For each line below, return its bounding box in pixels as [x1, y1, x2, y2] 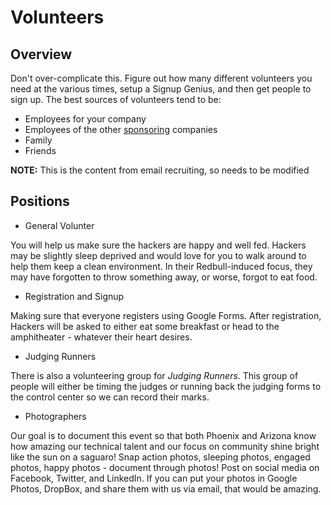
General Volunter [24, 219, 95, 231]
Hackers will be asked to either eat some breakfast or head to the [10, 320, 280, 332]
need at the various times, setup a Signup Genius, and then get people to [10, 83, 312, 95]
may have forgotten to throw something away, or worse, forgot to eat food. [10, 271, 318, 283]
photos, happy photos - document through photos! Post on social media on [10, 461, 320, 473]
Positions [10, 193, 70, 210]
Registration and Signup [24, 290, 125, 302]
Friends [24, 145, 57, 156]
